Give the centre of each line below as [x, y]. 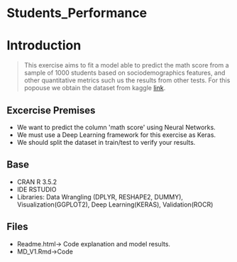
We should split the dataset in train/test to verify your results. [106, 142]
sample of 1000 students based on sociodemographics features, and [125, 73]
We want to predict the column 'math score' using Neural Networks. [116, 127]
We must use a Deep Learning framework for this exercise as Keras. [116, 135]
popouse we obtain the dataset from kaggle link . [95, 88]
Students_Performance [77, 13]
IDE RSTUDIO [37, 189]
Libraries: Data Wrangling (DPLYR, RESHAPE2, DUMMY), [100, 197]
